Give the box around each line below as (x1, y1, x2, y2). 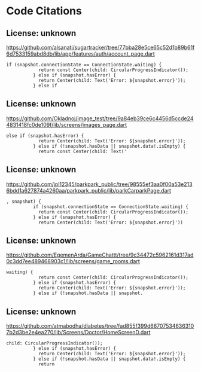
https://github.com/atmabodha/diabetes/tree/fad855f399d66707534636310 (6, 322, 194, 330)
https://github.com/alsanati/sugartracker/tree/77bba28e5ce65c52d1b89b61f (6, 44, 195, 51)
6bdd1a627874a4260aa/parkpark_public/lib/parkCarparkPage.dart (6, 187, 172, 194)
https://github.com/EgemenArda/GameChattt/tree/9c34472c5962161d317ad (6, 251, 194, 258)
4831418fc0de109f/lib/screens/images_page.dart (6, 121, 127, 128)
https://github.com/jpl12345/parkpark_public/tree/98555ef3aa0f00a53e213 (6, 181, 193, 188)
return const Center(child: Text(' (38, 148, 127, 154)
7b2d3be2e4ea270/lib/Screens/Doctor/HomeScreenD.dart (6, 329, 151, 336)
